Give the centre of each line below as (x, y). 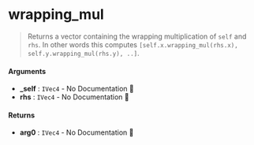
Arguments (27, 71)
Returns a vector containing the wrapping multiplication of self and (137, 36)
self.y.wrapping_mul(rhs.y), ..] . (83, 53)
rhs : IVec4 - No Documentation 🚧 (74, 97)
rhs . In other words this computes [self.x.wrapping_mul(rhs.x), (133, 44)
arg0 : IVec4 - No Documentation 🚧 (77, 132)
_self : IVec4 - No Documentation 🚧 (77, 89)
